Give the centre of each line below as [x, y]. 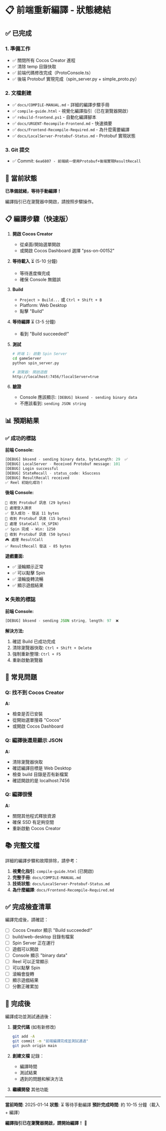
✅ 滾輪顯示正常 [28, 567]
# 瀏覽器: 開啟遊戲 [30, 372]
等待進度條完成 [35, 273]
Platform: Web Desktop [43, 305]
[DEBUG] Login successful [32, 468]
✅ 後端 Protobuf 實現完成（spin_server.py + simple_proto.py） [76, 79]
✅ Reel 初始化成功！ [24, 482]
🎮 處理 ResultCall [24, 540]
